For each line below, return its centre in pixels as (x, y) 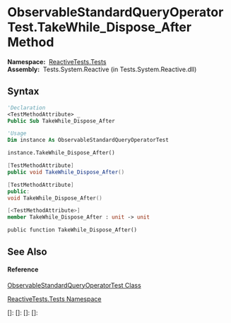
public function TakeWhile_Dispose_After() (72, 230)
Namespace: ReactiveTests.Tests (57, 61)
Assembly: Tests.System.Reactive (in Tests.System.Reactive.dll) (102, 69)
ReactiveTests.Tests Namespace (54, 299)
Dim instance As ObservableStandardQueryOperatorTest (88, 140)
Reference (23, 269)
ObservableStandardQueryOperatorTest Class (74, 285)
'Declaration (26, 108)
